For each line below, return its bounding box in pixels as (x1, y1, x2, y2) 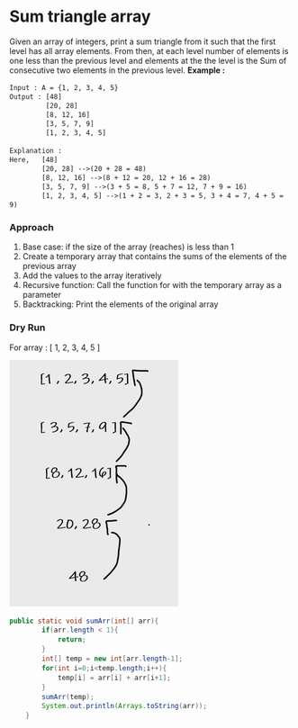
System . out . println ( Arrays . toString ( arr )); (41, 702, 207, 711)
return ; (57, 635, 87, 644)
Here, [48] (9, 155, 59, 164)
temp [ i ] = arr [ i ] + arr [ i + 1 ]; (57, 673, 171, 682)
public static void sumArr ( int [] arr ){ (9, 616, 159, 625)
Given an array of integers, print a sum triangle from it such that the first (9, 36, 276, 47)
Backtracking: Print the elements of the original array (22, 299, 219, 310)
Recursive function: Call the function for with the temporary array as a (22, 280, 282, 291)
